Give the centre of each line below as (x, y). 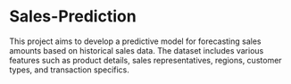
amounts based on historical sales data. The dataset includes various (137, 50)
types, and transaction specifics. (69, 70)
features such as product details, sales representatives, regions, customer (146, 60)
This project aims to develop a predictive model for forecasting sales (135, 41)
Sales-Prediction (73, 17)
